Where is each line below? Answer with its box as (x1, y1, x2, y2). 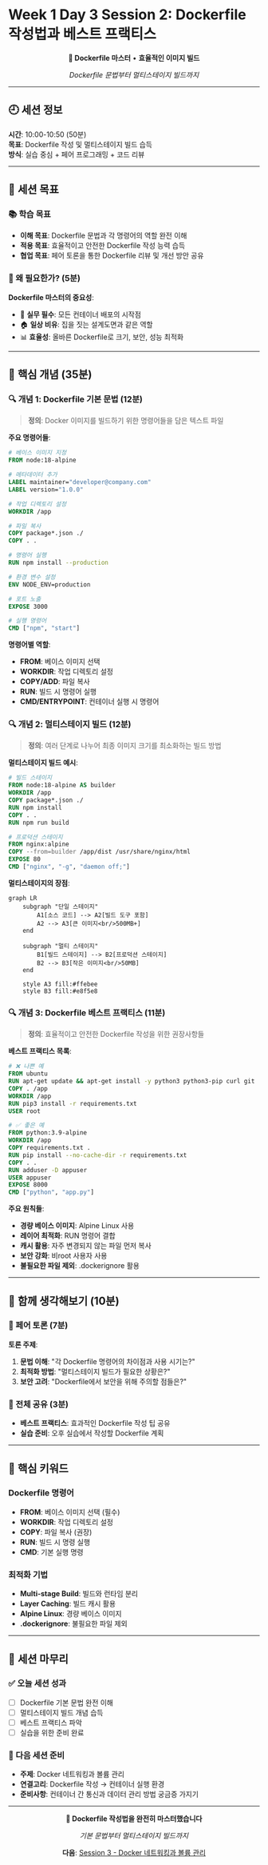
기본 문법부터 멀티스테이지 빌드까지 (79, 1831, 189, 1841)
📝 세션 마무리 (8, 1652, 69, 1666)
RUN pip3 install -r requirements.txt (8, 1099, 137, 1107)
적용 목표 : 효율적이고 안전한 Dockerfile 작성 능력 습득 (19, 241, 186, 250)
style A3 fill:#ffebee (22, 980, 98, 988)
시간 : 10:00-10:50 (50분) (8, 130, 87, 139)
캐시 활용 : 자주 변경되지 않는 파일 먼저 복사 (19, 1241, 152, 1251)
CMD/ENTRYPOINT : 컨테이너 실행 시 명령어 (19, 697, 160, 706)
